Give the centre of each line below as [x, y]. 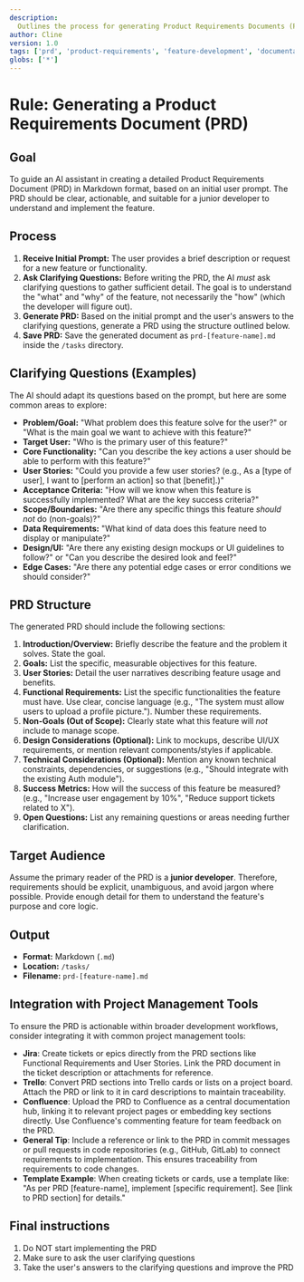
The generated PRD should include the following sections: [118, 627]
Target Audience [57, 856]
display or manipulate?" [66, 538]
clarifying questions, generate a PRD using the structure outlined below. [157, 325]
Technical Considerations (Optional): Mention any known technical [149, 760]
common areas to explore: [58, 405]
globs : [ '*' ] [34, 60]
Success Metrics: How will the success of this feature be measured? [151, 788]
